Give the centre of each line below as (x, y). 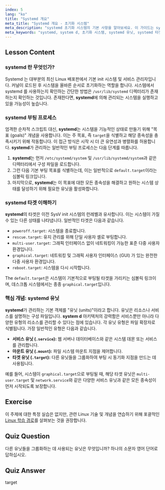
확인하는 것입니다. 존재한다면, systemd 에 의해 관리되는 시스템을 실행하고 (88, 97)
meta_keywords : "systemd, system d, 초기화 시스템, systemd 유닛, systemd (79, 32)
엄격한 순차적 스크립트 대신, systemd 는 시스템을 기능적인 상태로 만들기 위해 (78, 129)
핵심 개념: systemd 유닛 (32, 298)
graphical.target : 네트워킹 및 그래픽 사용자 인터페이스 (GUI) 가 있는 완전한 (85, 256)
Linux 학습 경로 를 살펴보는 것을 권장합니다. (46, 420)
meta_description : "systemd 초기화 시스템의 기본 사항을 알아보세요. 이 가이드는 (80, 28)
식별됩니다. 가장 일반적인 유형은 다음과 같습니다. (51, 328)
